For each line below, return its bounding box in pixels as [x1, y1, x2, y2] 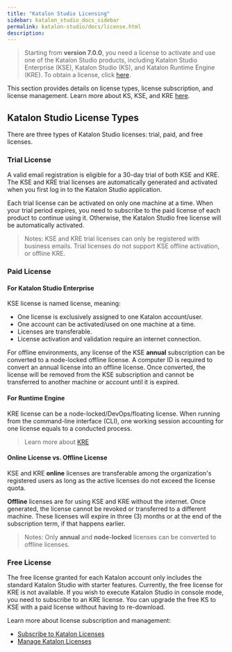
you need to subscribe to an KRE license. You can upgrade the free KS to [7, 596, 217, 604]
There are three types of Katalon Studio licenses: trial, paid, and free [7, 130, 204, 139]
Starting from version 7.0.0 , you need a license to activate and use [24, 49, 216, 57]
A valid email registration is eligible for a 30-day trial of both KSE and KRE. [7, 171, 220, 179]
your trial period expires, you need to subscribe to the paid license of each [7, 206, 221, 215]
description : [7, 29, 45, 37]
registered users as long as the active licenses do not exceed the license [7, 476, 215, 484]
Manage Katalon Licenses [17, 637, 92, 646]
